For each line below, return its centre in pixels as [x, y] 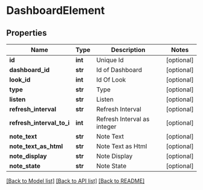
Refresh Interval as [123, 119]
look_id [20, 80]
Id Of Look [111, 80]
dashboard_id [30, 70]
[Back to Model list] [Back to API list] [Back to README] [76, 181]
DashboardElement [56, 11]
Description [128, 50]
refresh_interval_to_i [40, 123]
